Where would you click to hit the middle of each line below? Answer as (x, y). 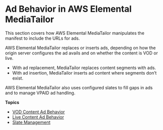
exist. (18, 78)
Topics (12, 102)
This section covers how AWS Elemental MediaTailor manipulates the (75, 33)
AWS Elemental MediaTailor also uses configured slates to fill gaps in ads (79, 87)
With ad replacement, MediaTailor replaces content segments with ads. (84, 68)
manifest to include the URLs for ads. (42, 38)
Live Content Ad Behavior (38, 117)
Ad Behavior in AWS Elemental (68, 9)
